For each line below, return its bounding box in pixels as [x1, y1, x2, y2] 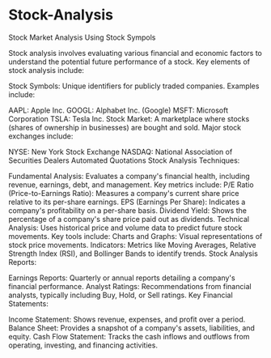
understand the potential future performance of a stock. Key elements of [8, 57, 251, 66]
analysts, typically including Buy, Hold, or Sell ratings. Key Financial [8, 290, 233, 300]
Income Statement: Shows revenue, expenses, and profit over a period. [8, 314, 246, 324]
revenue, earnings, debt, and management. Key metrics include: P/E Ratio [8, 180, 254, 190]
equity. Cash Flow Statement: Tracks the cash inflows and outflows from [8, 331, 250, 341]
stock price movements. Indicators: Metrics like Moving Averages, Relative [8, 240, 256, 249]
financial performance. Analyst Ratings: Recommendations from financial [8, 281, 252, 291]
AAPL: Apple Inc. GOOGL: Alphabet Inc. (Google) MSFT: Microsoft [8, 105, 229, 115]
